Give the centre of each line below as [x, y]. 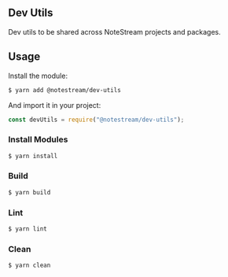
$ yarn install [33, 156]
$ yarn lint [28, 229]
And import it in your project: [55, 105]
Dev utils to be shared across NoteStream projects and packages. [115, 31]
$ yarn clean [29, 266]
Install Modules [38, 139]
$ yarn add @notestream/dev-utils [65, 90]
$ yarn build [29, 192]
